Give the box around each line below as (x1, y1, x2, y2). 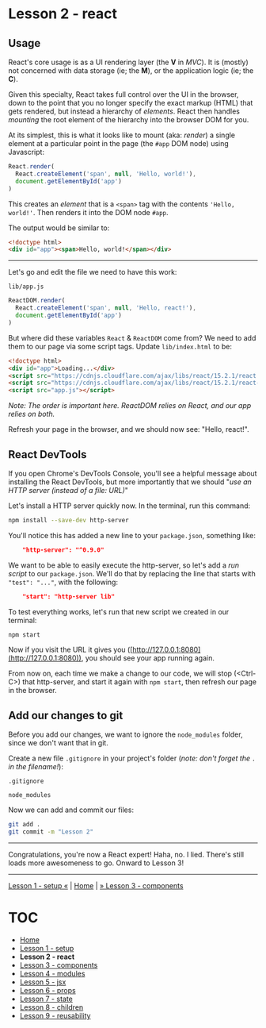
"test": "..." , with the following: (8, 577, 119, 587)
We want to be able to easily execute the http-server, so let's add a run (8, 560, 240, 570)
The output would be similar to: (8, 223, 110, 233)
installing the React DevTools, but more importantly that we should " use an (8, 477, 252, 487)
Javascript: (8, 148, 45, 156)
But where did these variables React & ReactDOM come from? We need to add (8, 333, 256, 342)
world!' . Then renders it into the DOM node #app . (8, 207, 169, 217)
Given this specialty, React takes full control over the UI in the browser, (8, 90, 239, 99)
